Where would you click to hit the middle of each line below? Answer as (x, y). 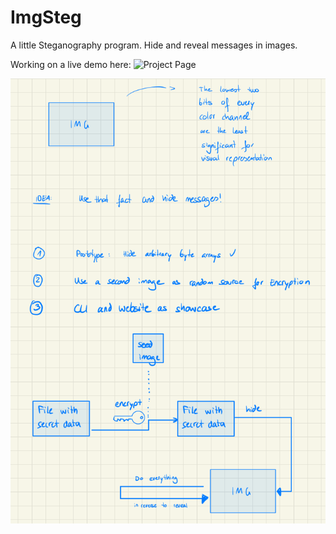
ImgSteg (46, 17)
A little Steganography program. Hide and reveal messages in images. (154, 45)
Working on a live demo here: (71, 64)
